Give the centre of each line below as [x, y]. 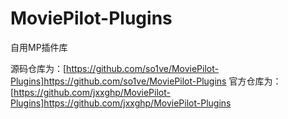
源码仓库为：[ [38, 68]
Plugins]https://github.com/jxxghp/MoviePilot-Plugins [121, 103]
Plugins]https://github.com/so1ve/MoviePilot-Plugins [118, 81]
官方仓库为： [255, 81]
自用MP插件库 [39, 47]
